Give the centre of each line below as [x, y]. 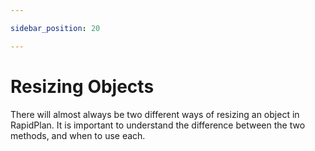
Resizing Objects [82, 86]
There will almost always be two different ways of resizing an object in [155, 114]
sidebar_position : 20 [55, 28]
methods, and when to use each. [78, 135]
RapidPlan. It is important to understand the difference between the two [158, 125]
